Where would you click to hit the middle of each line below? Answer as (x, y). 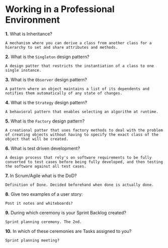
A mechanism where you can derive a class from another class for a (78, 43)
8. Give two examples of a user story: (44, 194)
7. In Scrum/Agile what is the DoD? (41, 175)
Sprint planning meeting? (32, 240)
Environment (33, 20)
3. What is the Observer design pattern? (46, 79)
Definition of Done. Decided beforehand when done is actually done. (80, 185)
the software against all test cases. (46, 166)
